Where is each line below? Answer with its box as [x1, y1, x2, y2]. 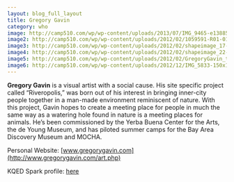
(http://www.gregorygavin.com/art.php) [7, 154, 121, 162]
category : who [7, 23, 49, 30]
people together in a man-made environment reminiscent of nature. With [7, 95, 216, 104]
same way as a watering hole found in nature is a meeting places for [7, 110, 203, 119]
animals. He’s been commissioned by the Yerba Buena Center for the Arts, [7, 117, 220, 126]
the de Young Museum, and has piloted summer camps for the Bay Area [7, 125, 214, 133]
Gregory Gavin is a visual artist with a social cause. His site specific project [7, 81, 224, 89]
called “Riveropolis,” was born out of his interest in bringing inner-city [7, 88, 207, 97]
